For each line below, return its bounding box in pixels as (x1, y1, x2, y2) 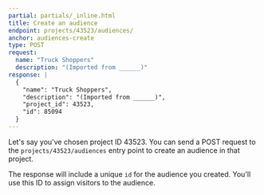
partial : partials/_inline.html (8, 11, 116, 20)
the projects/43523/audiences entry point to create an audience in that (8, 145, 241, 155)
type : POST (8, 41, 45, 49)
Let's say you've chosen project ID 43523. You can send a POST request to (8, 137, 257, 146)
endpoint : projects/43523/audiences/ (8, 26, 134, 34)
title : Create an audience (8, 19, 98, 27)
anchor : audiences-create (8, 33, 94, 42)
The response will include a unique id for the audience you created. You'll (8, 169, 251, 179)
